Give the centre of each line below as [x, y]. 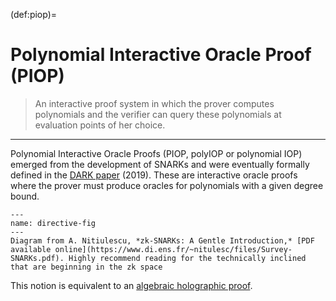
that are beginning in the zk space [86, 267]
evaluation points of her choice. [100, 125]
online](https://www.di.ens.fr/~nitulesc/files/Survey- [173, 249]
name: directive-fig [53, 223]
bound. [25, 196]
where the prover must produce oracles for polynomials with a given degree [167, 185]
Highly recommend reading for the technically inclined [187, 258]
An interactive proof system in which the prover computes [154, 103]
